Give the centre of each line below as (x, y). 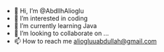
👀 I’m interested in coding (51, 18)
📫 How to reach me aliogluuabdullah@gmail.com (85, 41)
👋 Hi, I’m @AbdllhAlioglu (49, 11)
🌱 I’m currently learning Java (55, 26)
